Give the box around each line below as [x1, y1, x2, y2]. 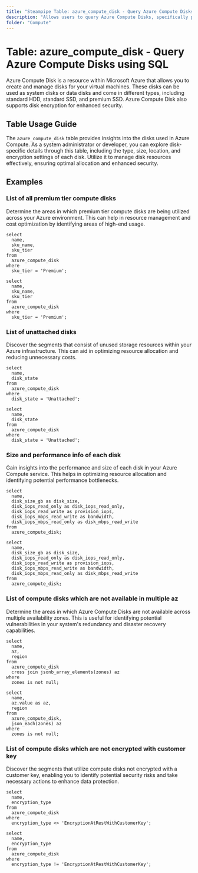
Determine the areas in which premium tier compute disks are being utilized [6, 207, 190, 215]
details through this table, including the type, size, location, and [27, 147, 181, 154]
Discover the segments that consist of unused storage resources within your [6, 341, 192, 348]
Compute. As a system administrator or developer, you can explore [6, 141, 169, 148]
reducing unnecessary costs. [6, 354, 77, 361]
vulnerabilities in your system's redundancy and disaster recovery [6, 620, 166, 627]
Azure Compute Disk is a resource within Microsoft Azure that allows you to [6, 77, 190, 84]
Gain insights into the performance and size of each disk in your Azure [6, 464, 177, 471]
